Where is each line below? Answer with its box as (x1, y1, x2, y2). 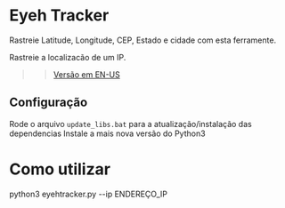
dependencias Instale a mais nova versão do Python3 (9, 128, 207, 139)
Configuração (9, 95, 88, 110)
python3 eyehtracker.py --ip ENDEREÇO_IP (9, 188, 167, 199)
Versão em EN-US (53, 68, 120, 80)
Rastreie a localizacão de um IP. (9, 52, 126, 62)
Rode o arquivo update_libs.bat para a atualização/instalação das (9, 118, 252, 129)
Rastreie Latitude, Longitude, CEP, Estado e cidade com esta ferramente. (9, 35, 277, 45)
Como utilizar (9, 159, 111, 179)
